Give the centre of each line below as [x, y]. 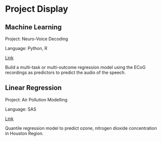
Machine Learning [34, 27]
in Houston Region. [24, 133]
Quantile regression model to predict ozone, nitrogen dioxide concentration [81, 128]
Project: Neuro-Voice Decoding [37, 39]
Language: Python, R [26, 48]
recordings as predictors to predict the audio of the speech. [66, 72]
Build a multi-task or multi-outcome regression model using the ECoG [75, 67]
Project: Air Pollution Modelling [36, 99]
